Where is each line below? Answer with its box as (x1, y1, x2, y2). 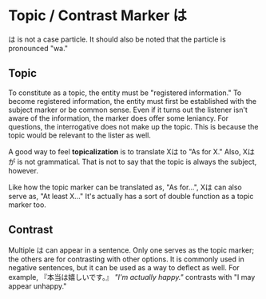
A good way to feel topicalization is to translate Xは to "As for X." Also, (8, 146, 241, 156)
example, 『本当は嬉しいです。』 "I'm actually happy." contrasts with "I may (8, 272, 256, 281)
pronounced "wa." (8, 43, 69, 53)
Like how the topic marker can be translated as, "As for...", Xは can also (8, 182, 242, 192)
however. (8, 165, 38, 175)
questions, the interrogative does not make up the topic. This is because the (8, 122, 259, 131)
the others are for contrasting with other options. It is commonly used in (8, 254, 245, 264)
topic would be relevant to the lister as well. (8, 130, 152, 140)
